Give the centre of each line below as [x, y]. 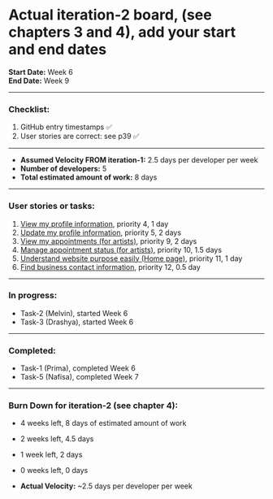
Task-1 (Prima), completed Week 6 [78, 368]
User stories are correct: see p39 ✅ [80, 137]
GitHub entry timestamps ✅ [66, 127]
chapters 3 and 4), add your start [122, 32]
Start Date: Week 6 [41, 72]
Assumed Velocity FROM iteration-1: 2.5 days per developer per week [139, 160]
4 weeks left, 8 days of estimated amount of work [103, 423]
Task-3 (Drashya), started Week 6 [77, 322]
